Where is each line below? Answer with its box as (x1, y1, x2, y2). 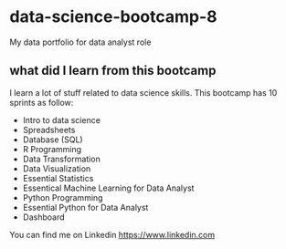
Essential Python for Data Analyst (22, 202, 149, 213)
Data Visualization (22, 162, 91, 174)
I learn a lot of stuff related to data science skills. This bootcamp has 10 (9, 87, 278, 98)
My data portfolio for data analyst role (9, 36, 152, 47)
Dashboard (22, 212, 66, 223)
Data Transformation (22, 153, 101, 164)
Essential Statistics (22, 172, 94, 183)
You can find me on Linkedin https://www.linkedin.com (9, 229, 216, 240)
